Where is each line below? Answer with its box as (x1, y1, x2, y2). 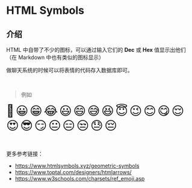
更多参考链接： (6, 150, 43, 157)
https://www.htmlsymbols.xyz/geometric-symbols (14, 162, 140, 169)
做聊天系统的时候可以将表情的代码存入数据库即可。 (6, 67, 133, 74)
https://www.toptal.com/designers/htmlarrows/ (14, 169, 132, 175)
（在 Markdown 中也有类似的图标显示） (6, 54, 104, 61)
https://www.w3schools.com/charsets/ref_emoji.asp (14, 175, 145, 182)
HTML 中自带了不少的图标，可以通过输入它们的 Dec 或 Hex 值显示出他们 (6, 46, 187, 53)
